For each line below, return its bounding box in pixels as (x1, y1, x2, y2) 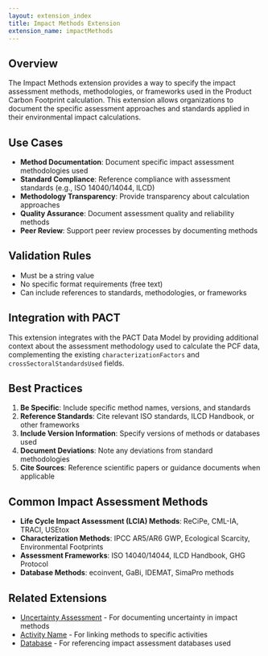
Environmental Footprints (19, 542, 104, 552)
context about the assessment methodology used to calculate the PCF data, (8, 341, 260, 351)
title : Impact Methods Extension (8, 19, 121, 27)
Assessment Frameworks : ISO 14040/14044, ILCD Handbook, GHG (19, 550, 245, 561)
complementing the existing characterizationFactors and (8, 349, 200, 359)
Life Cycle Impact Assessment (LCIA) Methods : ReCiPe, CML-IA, (19, 516, 239, 526)
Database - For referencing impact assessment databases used (19, 638, 232, 648)
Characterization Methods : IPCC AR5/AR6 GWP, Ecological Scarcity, (19, 533, 251, 543)
